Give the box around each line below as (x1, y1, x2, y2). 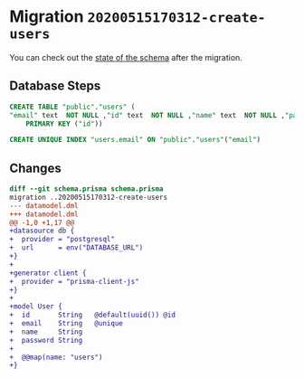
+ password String (9, 335, 83, 345)
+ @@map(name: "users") (9, 353, 103, 362)
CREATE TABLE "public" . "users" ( (9, 102, 136, 111)
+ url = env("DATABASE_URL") (9, 243, 144, 252)
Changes (9, 160, 62, 175)
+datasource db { (9, 226, 75, 236)
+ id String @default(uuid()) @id (9, 310, 176, 320)
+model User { (9, 302, 63, 311)
